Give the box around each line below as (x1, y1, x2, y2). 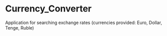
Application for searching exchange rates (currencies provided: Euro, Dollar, (5, 19, 162, 25)
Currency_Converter (5, 3, 92, 14)
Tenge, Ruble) (5, 24, 34, 30)
